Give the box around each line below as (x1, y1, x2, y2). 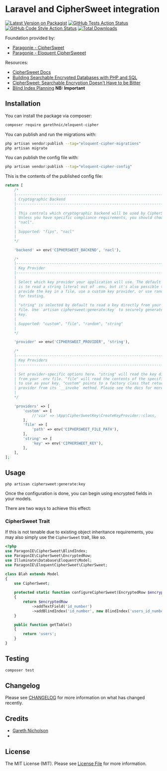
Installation (5, 100, 41, 108)
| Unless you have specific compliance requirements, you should (14, 215, 153, 220)
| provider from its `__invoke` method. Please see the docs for (14, 385, 153, 390)
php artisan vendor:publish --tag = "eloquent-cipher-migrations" (5, 141, 141, 146)
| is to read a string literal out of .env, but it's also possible (14, 284, 159, 289)
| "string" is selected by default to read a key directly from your (14, 303, 162, 308)
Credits (5, 714, 29, 723)
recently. (5, 700, 23, 706)
